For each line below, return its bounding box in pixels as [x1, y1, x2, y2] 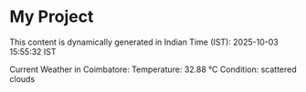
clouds [9, 73, 36, 84]
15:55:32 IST [9, 46, 57, 56]
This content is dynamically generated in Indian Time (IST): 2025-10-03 [9, 36, 279, 47]
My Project [9, 6, 94, 27]
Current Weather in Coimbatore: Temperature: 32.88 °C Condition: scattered [9, 64, 297, 75]
